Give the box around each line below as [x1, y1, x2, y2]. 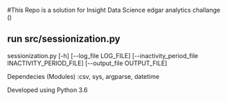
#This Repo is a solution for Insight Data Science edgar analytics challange [7, 6, 221, 14]
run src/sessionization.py [7, 33, 121, 45]
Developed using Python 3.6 [7, 86, 88, 94]
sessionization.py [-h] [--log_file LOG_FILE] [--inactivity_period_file [7, 51, 199, 59]
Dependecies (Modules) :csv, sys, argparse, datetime [7, 72, 160, 80]
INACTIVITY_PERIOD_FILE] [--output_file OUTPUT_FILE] [7, 59, 167, 67]
